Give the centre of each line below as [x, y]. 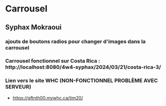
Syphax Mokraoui [33, 27]
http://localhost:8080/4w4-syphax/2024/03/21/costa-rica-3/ [83, 67]
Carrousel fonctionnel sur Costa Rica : [53, 61]
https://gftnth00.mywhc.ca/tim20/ [48, 97]
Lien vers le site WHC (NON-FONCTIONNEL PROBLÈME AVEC [82, 80]
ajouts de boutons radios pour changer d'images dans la [75, 41]
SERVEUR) [18, 87]
